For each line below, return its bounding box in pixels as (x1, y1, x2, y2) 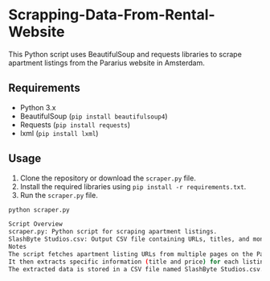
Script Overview (8, 220, 63, 229)
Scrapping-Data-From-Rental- (8, 6, 215, 24)
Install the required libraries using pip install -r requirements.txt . (19, 181, 247, 191)
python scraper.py (8, 205, 70, 214)
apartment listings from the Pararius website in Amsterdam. (8, 58, 205, 68)
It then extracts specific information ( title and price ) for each (8, 258, 239, 266)
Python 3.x (19, 102, 56, 112)
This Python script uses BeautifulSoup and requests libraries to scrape (8, 49, 243, 59)
